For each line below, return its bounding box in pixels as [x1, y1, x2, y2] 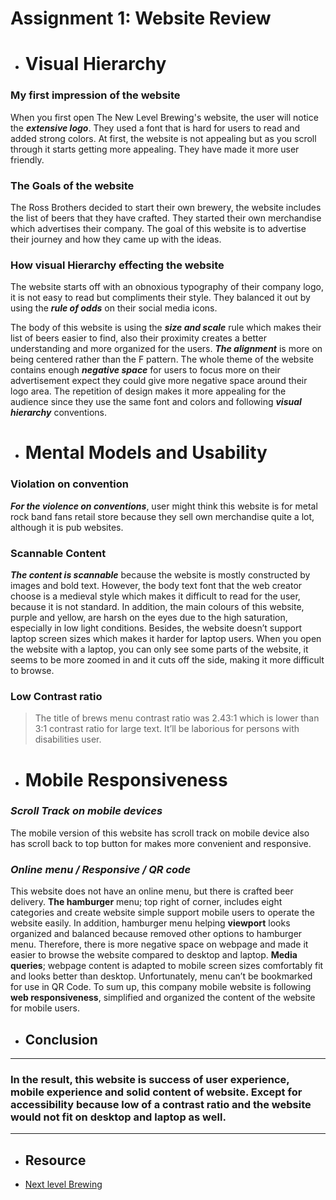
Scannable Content [10, 546, 107, 560]
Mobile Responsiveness [24, 768, 228, 791]
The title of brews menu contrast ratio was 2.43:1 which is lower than [34, 712, 320, 724]
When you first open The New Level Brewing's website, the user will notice [10, 111, 319, 123]
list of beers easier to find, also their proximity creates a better [10, 332, 267, 344]
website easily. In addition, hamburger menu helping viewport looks [10, 917, 291, 929]
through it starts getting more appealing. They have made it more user [10, 143, 300, 155]
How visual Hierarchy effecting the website [10, 258, 225, 272]
